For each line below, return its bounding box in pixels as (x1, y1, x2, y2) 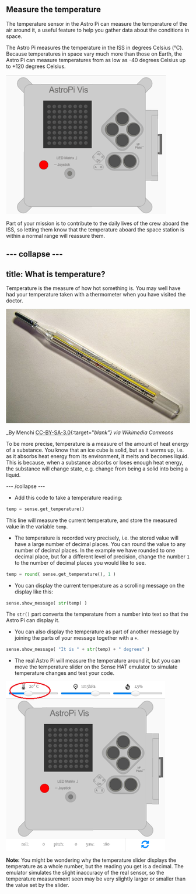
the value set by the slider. (6, 882, 69, 889)
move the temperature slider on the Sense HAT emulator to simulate (14, 663, 178, 670)
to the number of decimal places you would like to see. (14, 559, 146, 566)
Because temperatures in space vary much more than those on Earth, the (6, 50, 183, 57)
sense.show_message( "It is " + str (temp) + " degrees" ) (6, 647, 150, 653)
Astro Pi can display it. (6, 617, 60, 624)
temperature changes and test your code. (14, 670, 115, 677)
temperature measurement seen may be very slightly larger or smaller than (6, 875, 185, 882)
